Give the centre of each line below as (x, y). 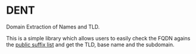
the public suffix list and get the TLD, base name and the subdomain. (90, 45)
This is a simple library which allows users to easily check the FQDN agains (98, 38)
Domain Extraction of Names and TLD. (53, 27)
